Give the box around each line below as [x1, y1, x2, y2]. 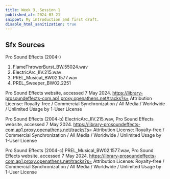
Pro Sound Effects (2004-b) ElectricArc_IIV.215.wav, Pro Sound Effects [5, 116, 154, 122]
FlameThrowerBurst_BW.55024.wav [12, 64, 88, 70]
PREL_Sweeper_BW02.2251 [12, 80, 71, 86]
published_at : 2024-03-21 [5, 12, 60, 17]
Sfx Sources [5, 40, 45, 49]
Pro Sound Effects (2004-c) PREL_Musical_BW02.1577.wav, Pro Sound [5, 147, 154, 154]
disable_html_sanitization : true [5, 21, 77, 27]
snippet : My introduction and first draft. [5, 17, 100, 22]
